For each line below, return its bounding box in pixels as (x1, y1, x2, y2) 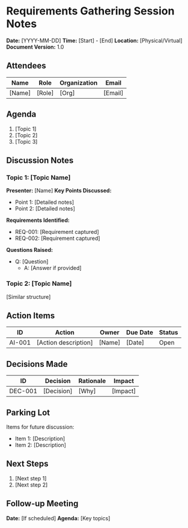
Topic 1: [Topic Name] (6, 173, 71, 182)
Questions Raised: (6, 247, 53, 254)
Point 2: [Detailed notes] (14, 205, 75, 212)
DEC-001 (9, 387, 38, 395)
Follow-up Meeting (6, 499, 79, 509)
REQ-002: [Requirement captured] (14, 235, 100, 242)
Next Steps (6, 459, 49, 469)
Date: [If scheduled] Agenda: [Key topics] (6, 514, 111, 521)
